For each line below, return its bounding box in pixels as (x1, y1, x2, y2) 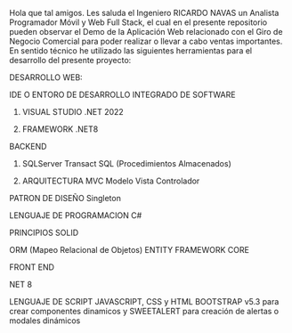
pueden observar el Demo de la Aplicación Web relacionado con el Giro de (9, 27, 283, 37)
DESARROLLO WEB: (9, 72, 83, 83)
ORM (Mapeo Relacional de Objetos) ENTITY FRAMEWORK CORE (9, 245, 249, 255)
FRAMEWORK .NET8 (21, 124, 99, 134)
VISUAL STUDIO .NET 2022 (21, 107, 125, 117)
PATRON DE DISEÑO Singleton (9, 193, 122, 203)
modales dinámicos (9, 315, 81, 326)
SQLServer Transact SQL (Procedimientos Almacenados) (21, 158, 231, 168)
